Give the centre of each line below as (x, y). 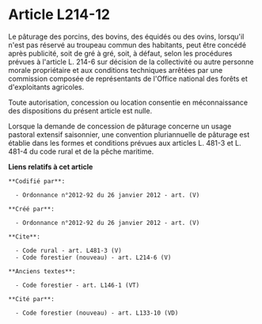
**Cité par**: (32, 299)
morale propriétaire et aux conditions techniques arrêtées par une (116, 70)
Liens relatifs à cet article (51, 166)
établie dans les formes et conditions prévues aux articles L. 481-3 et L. (125, 143)
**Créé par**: (32, 209)
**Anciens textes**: (42, 271)
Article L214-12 (59, 15)
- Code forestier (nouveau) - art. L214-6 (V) (93, 257)
